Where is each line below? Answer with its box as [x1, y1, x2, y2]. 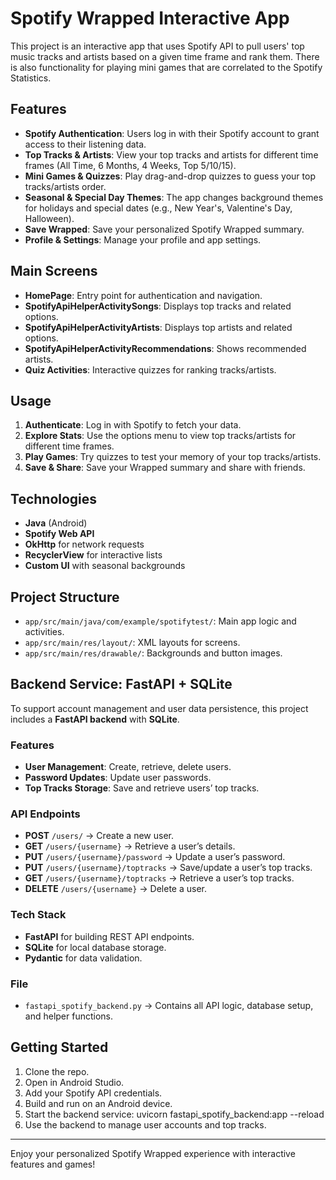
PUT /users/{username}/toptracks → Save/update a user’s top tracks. [24, 862, 313, 874]
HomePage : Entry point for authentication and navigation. [24, 289, 263, 301]
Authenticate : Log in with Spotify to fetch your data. [24, 419, 242, 431]
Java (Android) [24, 517, 88, 529]
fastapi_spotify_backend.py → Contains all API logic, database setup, [24, 1000, 314, 1011]
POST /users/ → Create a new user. [24, 830, 174, 842]
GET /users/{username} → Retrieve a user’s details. [24, 840, 236, 852]
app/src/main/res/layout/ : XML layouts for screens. [24, 637, 241, 648]
